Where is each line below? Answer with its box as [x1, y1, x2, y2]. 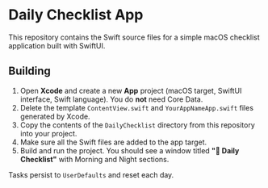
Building [8, 65, 51, 78]
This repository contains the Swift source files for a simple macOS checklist [8, 32, 260, 42]
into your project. [19, 128, 77, 138]
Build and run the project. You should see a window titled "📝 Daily [19, 145, 240, 155]
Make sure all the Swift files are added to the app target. [19, 137, 207, 147]
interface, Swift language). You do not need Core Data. [19, 94, 203, 104]
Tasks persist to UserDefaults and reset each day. [8, 169, 174, 179]
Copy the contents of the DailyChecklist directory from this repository [19, 119, 256, 130]
